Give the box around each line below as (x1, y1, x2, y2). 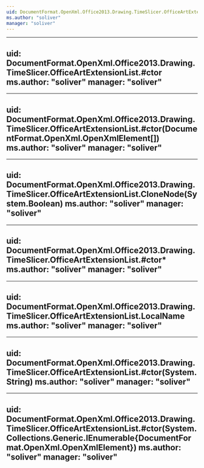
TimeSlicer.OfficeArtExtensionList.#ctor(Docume (6, 123, 198, 134)
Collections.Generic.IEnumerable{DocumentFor (6, 433, 192, 443)
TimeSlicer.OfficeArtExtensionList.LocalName (6, 311, 185, 322)
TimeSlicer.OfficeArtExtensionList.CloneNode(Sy (6, 189, 197, 199)
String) (6, 376, 33, 387)
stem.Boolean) (6, 199, 64, 209)
